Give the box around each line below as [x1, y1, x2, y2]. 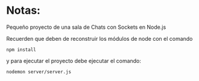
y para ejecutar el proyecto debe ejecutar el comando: [6, 57, 142, 64]
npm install [6, 46, 36, 53]
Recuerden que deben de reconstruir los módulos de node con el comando [6, 35, 193, 42]
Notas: [6, 4, 41, 17]
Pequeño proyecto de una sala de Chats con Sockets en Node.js [6, 23, 166, 31]
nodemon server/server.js [6, 68, 71, 75]
